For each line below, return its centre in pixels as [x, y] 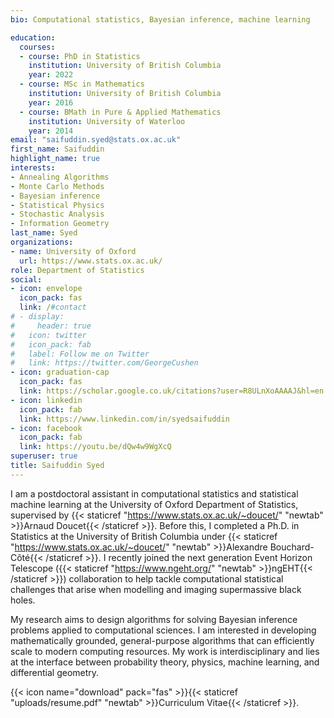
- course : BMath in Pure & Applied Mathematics [120, 112]
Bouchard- [292, 547]
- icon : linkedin [46, 400]
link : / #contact [53, 307]
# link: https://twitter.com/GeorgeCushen [104, 363]
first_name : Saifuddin [57, 149]
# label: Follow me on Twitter [80, 354]
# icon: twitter [48, 335]
